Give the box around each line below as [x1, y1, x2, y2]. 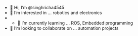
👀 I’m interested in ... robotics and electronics [9, 10, 102, 16]
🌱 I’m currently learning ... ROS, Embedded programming [17, 20, 134, 26]
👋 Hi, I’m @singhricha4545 [9, 5, 65, 10]
